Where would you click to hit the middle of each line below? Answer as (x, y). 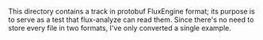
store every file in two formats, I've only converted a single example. (120, 28)
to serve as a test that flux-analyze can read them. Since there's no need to (131, 20)
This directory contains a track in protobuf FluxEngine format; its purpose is (131, 11)
